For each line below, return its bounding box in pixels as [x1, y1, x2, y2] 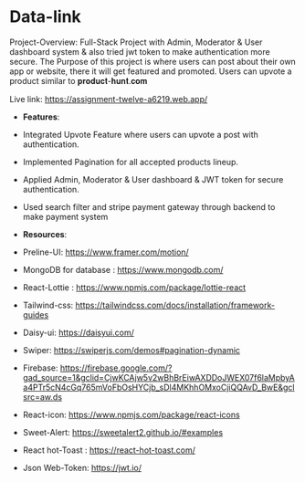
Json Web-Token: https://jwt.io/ [22, 462, 142, 473]
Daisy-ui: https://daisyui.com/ [22, 327, 134, 338]
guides [22, 309, 49, 320]
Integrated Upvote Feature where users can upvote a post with [22, 129, 258, 140]
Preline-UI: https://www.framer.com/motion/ [22, 246, 189, 257]
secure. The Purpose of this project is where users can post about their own [9, 56, 297, 67]
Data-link [9, 6, 82, 27]
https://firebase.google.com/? [59, 362, 173, 373]
